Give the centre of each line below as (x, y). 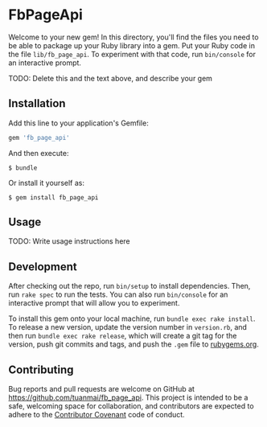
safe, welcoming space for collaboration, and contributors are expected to (131, 406)
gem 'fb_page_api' (39, 138)
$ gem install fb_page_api (53, 197)
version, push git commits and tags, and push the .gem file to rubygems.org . (134, 344)
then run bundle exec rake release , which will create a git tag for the (123, 336)
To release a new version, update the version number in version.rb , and (128, 327)
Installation (37, 103)
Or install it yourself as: (46, 183)
